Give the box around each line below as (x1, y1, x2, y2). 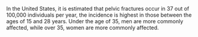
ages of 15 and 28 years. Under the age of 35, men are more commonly (6, 18, 184, 24)
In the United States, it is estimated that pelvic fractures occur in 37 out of (6, 5, 190, 12)
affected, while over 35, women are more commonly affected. (6, 24, 159, 31)
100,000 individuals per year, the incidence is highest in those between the (6, 11, 192, 18)
